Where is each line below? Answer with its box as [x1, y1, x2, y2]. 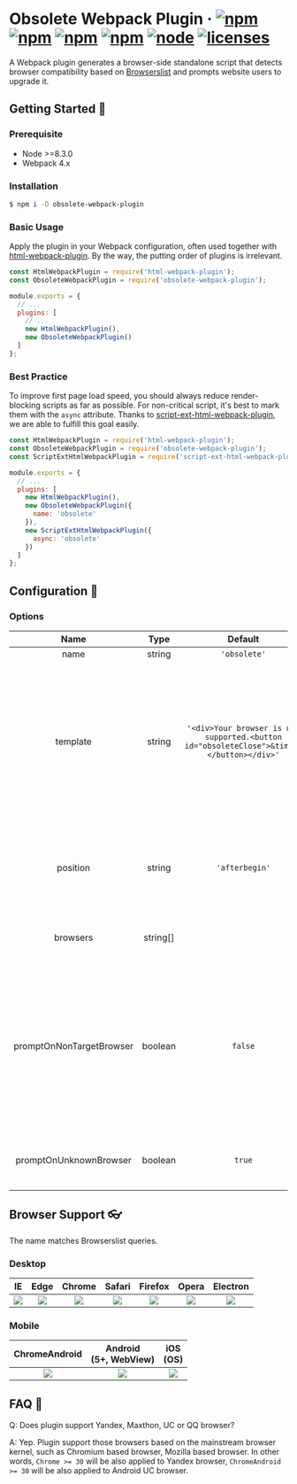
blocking [9, 400, 42, 411]
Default [227, 633, 260, 645]
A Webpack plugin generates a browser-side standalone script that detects [9, 57, 283, 67]
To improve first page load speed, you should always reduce [9, 391, 230, 401]
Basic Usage [9, 221, 65, 233]
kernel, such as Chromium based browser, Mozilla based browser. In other [9, 1447, 280, 1457]
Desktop [9, 1257, 47, 1270]
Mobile [9, 1319, 40, 1332]
